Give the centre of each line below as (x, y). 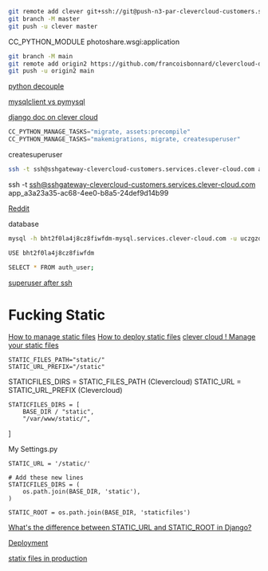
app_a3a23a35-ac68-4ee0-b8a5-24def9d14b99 (89, 192)
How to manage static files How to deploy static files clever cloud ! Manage (132, 337)
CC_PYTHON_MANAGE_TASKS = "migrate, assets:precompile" (100, 132)
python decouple (36, 86)
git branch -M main (41, 56)
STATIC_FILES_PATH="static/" (57, 360)
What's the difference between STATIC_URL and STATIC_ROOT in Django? (130, 528)
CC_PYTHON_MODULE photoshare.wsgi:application (94, 42)
